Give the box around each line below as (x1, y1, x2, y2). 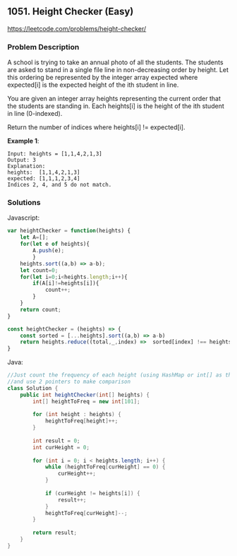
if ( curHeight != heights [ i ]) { (44, 490, 140, 497)
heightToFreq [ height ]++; (44, 418, 119, 425)
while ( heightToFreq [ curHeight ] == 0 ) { (44, 463, 166, 471)
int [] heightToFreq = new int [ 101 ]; (32, 398, 140, 405)
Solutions (7, 198, 41, 208)
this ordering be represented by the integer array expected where (7, 73, 198, 82)
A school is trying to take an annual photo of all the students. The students (7, 58, 224, 66)
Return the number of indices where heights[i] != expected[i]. (7, 123, 186, 131)
